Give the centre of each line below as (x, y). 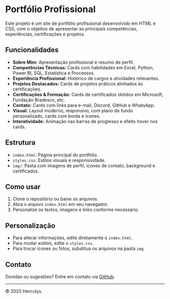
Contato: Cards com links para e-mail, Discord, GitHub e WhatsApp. (84, 105)
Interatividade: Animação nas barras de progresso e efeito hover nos (85, 121)
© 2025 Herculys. (24, 291)
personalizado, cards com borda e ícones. (56, 116)
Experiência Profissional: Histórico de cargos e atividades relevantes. (86, 78)
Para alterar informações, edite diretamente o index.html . (72, 238)
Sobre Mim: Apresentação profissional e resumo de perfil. (73, 62)
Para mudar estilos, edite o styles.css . (53, 243)
